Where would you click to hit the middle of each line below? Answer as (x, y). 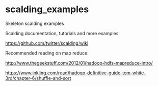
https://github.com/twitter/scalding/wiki (47, 43)
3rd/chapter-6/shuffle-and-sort (38, 78)
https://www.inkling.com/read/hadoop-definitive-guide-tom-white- (76, 73)
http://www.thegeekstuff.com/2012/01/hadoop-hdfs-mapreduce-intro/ (79, 63)
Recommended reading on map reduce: (47, 53)
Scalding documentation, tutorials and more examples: (62, 33)
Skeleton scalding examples (35, 23)
